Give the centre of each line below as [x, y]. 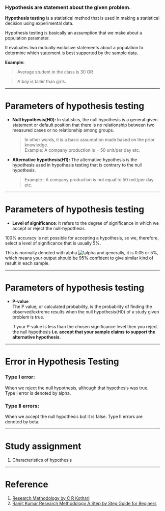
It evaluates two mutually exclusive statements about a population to [74, 48]
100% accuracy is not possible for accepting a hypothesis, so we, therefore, [82, 238]
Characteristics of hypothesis [42, 460]
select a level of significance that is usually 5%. [53, 243]
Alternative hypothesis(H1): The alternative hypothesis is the [75, 160]
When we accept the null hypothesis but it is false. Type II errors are [74, 416]
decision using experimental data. [39, 23]
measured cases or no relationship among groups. [63, 130]
